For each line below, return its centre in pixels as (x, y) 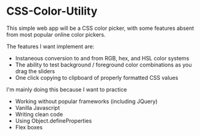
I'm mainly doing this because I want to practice (67, 89)
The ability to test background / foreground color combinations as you (103, 65)
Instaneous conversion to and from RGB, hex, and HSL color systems (102, 58)
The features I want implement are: (50, 46)
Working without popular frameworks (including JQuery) (86, 101)
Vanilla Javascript (37, 107)
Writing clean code (39, 114)
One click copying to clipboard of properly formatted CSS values (97, 77)
